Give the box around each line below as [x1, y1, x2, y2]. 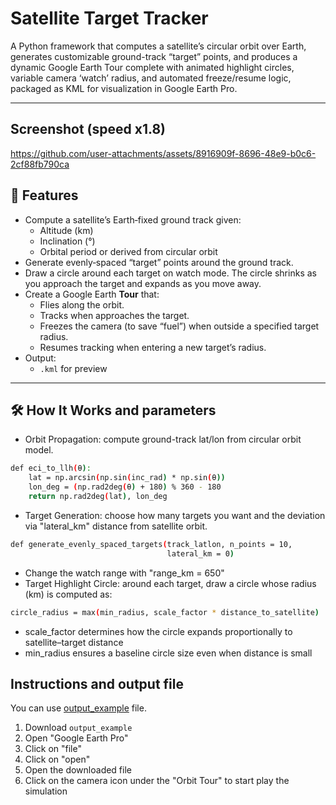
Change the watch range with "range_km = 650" [24, 567, 225, 579]
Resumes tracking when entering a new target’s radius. [39, 341, 267, 353]
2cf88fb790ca [10, 158, 70, 170]
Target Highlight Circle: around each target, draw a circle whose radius [24, 577, 317, 589]
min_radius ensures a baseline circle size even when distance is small [24, 647, 313, 659]
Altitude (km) [39, 224, 94, 236]
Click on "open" [24, 753, 91, 766]
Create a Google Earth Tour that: [24, 288, 160, 300]
